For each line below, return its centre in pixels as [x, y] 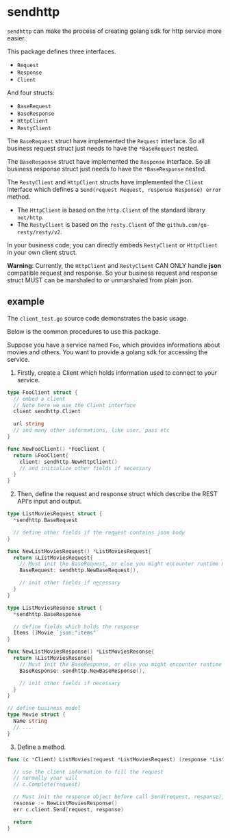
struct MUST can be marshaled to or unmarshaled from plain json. [100, 280]
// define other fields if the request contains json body [99, 532]
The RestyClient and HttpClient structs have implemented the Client [105, 182]
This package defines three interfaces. [62, 51]
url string [29, 424]
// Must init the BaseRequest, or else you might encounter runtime [119, 564]
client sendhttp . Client [47, 412]
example [26, 302]
